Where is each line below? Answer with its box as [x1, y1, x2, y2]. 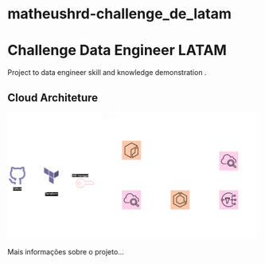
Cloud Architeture [7, 91, 99, 104]
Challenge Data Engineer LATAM [7, 41, 228, 60]
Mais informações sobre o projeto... [7, 247, 124, 257]
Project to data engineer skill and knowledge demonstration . [7, 68, 207, 77]
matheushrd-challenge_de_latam [7, 5, 232, 23]
